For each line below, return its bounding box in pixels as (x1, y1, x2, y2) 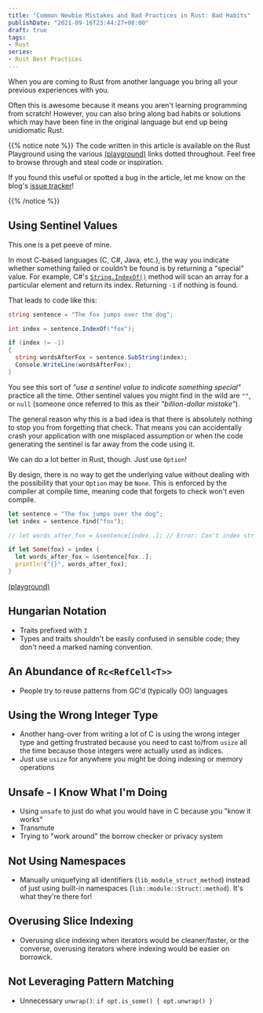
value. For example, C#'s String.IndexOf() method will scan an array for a (8, 272, 249, 281)
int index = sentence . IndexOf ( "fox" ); (8, 325, 135, 332)
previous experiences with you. (8, 85, 110, 94)
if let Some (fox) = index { (8, 545, 100, 554)
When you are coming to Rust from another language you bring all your (8, 76, 238, 86)
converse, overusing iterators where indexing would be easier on (19, 944, 230, 953)
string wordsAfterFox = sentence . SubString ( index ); (15, 354, 188, 362)
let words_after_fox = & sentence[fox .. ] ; (15, 553, 153, 561)
